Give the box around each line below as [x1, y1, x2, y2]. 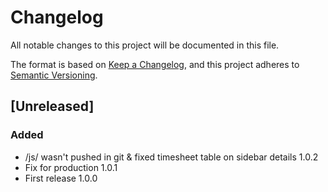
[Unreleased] [10, 98, 95, 115]
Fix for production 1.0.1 [24, 161, 118, 173]
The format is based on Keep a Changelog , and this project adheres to [10, 58, 300, 70]
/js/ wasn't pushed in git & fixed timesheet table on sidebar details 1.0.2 [24, 151, 319, 163]
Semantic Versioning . [10, 69, 98, 81]
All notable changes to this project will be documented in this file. [10, 39, 280, 51]
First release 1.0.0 [24, 172, 98, 184]
